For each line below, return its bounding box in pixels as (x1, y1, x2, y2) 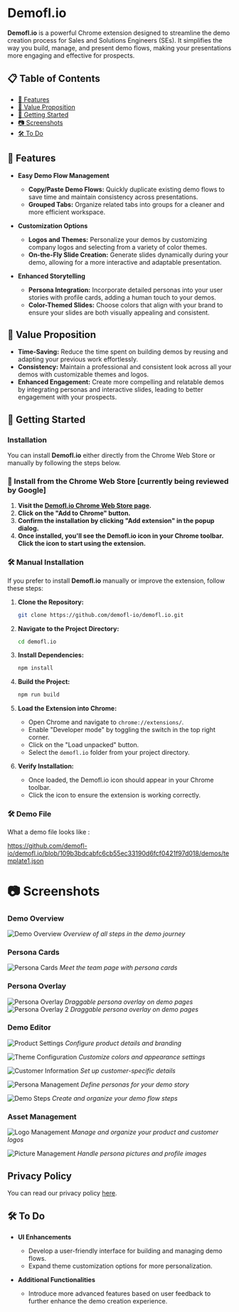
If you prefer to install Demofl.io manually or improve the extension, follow (7, 576, 225, 585)
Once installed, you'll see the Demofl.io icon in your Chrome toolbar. (17, 531, 224, 540)
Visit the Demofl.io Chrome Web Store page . (17, 502, 152, 510)
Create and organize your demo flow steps (52, 1094, 178, 1102)
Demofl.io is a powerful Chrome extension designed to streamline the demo (7, 28, 230, 37)
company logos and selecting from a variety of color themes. (28, 243, 208, 251)
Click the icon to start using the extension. (17, 539, 146, 548)
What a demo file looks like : (7, 827, 90, 837)
